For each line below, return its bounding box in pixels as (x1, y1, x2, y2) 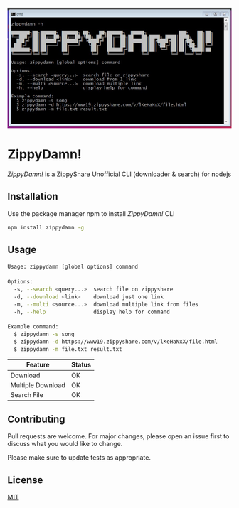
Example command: (7, 323, 59, 330)
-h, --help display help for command (14, 308, 171, 315)
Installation (7, 190, 58, 202)
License (7, 474, 43, 486)
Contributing (7, 413, 65, 425)
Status (70, 360, 91, 369)
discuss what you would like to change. (7, 440, 123, 448)
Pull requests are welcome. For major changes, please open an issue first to (7, 432, 230, 441)
